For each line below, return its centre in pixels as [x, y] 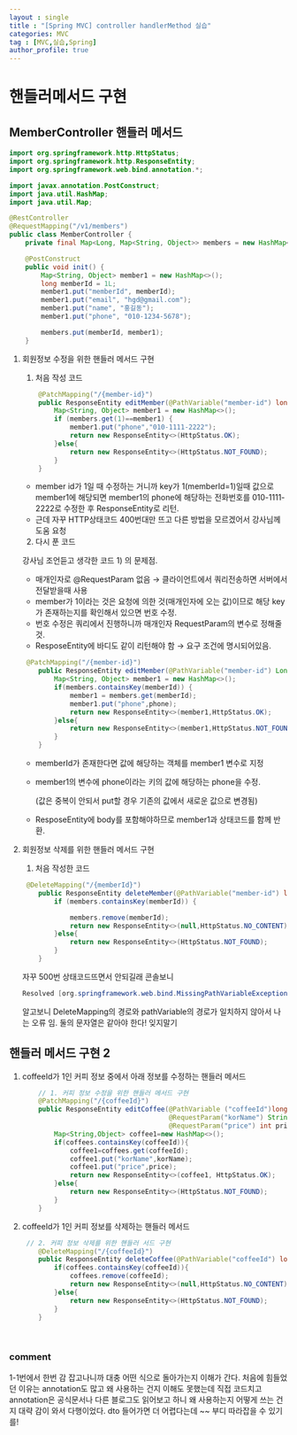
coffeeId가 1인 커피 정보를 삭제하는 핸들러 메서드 [106, 1226]
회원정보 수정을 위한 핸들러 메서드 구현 [88, 359]
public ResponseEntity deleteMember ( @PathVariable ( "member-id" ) [159, 893]
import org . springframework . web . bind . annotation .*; [106, 169]
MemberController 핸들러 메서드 [96, 132]
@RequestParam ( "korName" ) [216, 1118]
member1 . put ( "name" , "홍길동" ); [98, 308]
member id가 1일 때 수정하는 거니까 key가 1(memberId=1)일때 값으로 [154, 486]
